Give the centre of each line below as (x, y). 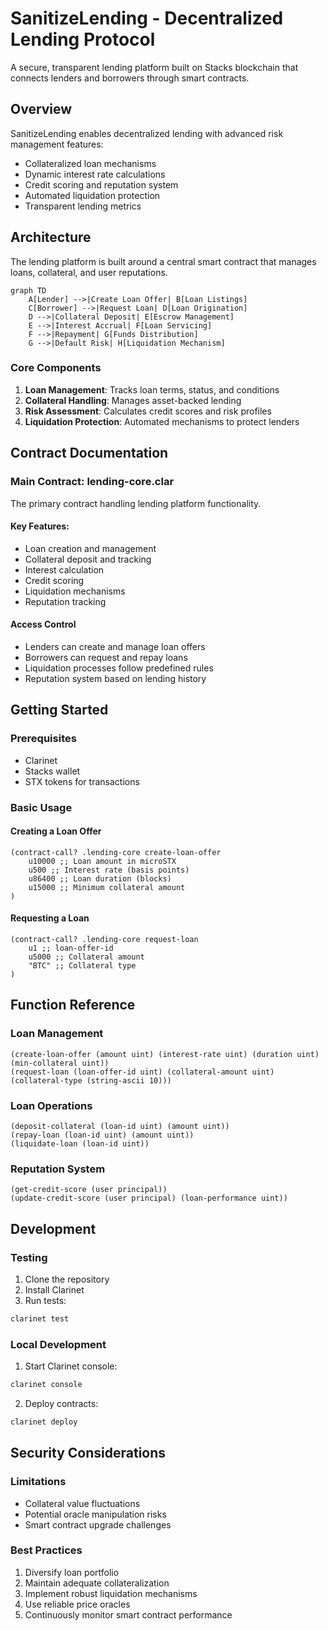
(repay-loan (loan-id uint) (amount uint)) (102, 1135)
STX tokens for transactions (82, 781)
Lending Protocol (83, 39)
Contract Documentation (89, 453)
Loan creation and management (90, 548)
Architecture (51, 237)
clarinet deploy (44, 1422)
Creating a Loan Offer (56, 831)
